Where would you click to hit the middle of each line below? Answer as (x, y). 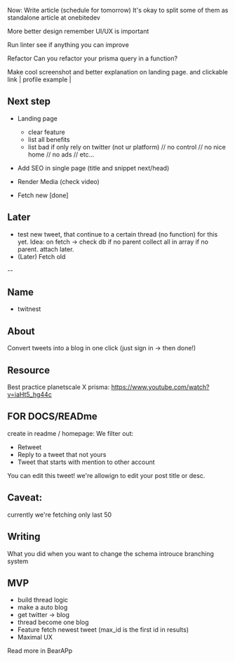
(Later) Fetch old (41, 256)
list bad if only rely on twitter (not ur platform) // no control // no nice (127, 147)
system (18, 561)
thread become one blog (53, 622)
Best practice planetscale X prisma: (59, 387)
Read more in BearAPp (40, 651)
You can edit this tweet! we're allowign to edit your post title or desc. (106, 475)
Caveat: (25, 498)
